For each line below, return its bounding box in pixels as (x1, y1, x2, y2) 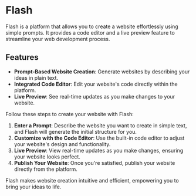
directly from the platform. (13, 165, 77, 173)
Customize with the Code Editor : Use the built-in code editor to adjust (13, 134, 185, 141)
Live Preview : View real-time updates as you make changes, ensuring (13, 147, 184, 154)
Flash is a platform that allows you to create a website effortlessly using (5, 23, 178, 30)
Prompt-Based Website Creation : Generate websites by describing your (13, 68, 190, 75)
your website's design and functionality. (13, 140, 111, 147)
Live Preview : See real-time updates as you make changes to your (13, 93, 175, 100)
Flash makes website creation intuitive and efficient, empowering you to (5, 177, 180, 184)
